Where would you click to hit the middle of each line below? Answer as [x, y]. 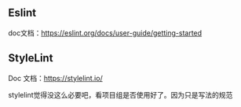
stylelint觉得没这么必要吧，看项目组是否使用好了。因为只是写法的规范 [120, 94]
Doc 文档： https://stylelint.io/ [56, 78]
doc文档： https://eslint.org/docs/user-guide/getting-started [105, 33]
